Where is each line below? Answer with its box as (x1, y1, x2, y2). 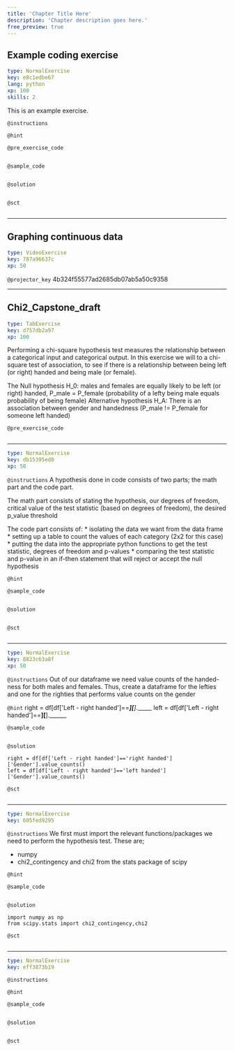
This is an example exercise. (7, 106, 88, 115)
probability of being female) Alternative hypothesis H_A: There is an (7, 396, 201, 405)
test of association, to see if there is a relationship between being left (29, 361, 227, 369)
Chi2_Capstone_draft (7, 302, 101, 314)
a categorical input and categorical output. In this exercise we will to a (7, 354, 208, 362)
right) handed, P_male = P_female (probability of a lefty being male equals (7, 389, 219, 398)
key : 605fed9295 (7, 817, 54, 824)
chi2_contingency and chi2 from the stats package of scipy (17, 857, 188, 867)
